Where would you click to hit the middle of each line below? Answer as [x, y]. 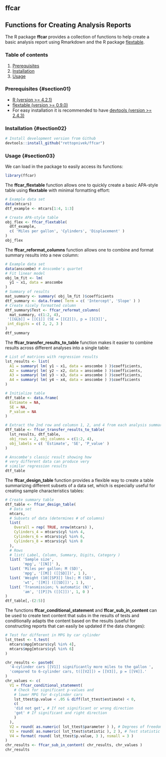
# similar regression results [36, 466]
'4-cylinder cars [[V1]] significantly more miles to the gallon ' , [82, 667]
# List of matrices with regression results [52, 357]
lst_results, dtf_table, [35, 434]
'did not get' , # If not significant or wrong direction [74, 709]
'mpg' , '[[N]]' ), [42, 564]
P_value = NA [23, 412]
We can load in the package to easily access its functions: [64, 167]
